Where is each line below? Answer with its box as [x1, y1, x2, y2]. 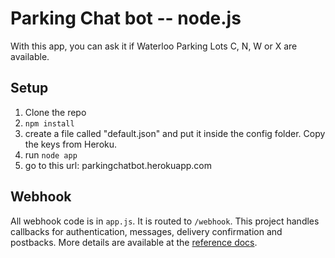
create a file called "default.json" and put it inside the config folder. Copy [24, 127, 326, 139]
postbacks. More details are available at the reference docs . [10, 236, 258, 248]
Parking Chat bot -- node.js [10, 7, 242, 30]
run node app [24, 148, 78, 161]
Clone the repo [24, 106, 87, 118]
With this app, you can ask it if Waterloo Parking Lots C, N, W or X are [10, 40, 298, 52]
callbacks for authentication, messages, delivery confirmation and [10, 225, 283, 237]
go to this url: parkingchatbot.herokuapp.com [24, 159, 213, 171]
